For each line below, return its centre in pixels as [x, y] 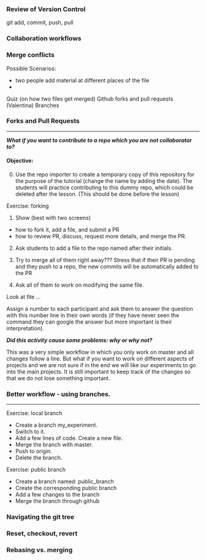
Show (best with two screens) [53, 218]
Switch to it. [30, 432]
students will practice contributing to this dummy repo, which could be [104, 188]
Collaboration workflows [44, 39]
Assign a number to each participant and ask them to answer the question [100, 309]
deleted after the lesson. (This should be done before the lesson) [97, 194]
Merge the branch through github [57, 501]
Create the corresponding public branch [66, 488]
